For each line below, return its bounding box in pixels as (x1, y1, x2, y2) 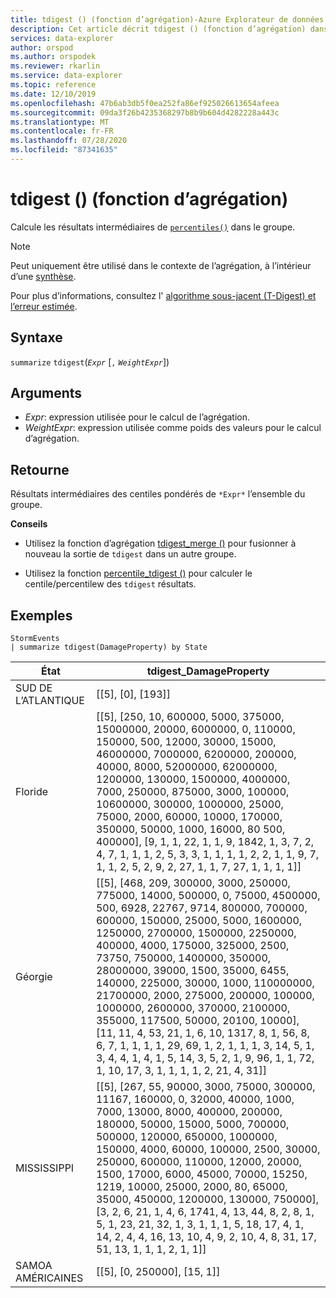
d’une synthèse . (10, 270, 77, 282)
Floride (15, 785, 49, 799)
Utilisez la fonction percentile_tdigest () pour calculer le (24, 567, 253, 580)
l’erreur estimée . (10, 300, 78, 312)
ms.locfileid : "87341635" (10, 145, 118, 155)
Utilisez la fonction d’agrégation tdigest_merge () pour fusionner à (24, 537, 297, 550)
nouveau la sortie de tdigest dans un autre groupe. (24, 548, 237, 560)
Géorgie (15, 970, 53, 984)
